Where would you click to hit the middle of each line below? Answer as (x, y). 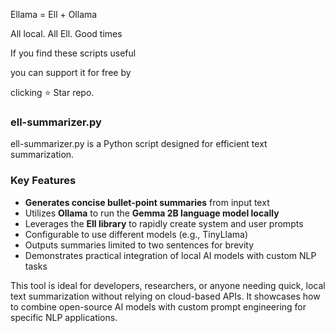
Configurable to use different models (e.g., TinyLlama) (136, 234)
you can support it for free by (71, 72)
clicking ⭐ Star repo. (52, 92)
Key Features (43, 181)
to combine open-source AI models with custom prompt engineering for (158, 306)
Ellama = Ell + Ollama (54, 14)
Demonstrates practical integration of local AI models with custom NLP (170, 255)
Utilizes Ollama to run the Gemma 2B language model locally (152, 213)
